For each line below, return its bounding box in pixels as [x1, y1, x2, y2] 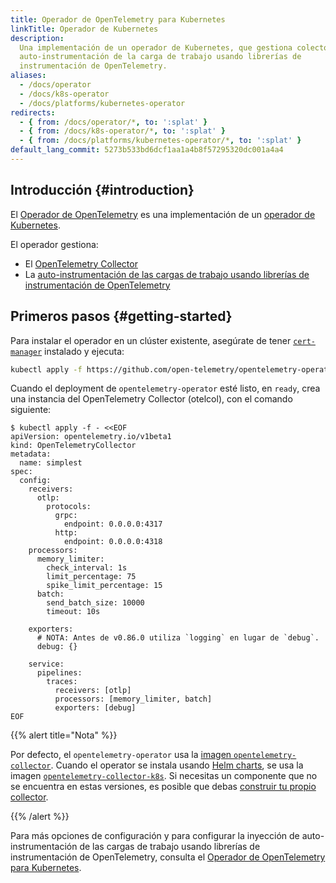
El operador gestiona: [10, 238, 99, 250]
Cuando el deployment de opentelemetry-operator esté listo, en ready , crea [10, 382, 321, 395]
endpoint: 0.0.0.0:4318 [63, 537, 163, 547]
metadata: [10, 449, 52, 460]
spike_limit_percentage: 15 [46, 581, 163, 591]
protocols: [46, 502, 92, 512]
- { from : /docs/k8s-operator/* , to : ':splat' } [19, 126, 226, 136]
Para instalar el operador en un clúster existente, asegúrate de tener [10, 334, 292, 346]
